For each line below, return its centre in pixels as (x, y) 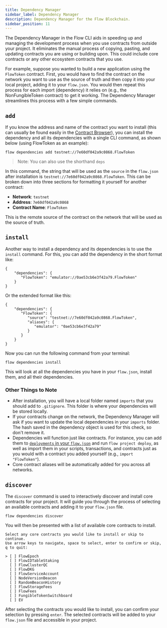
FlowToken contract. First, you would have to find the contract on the (75, 74)
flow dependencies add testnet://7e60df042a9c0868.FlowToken (70, 152)
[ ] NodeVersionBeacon (33, 578)
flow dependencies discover (34, 516)
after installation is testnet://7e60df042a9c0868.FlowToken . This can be (78, 177)
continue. (15, 539)
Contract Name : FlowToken (40, 207)
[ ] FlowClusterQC (29, 565)
